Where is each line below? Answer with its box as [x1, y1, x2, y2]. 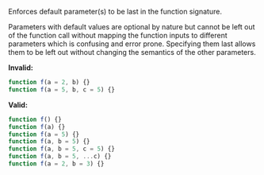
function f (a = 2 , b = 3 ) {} [8, 160, 105, 168]
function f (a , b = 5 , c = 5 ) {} [8, 145, 115, 154]
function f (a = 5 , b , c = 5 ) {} [8, 85, 115, 94]
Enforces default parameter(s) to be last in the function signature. [8, 7, 222, 16]
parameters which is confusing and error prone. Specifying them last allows [8, 39, 256, 49]
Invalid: [8, 63, 33, 72]
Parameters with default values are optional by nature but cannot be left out [8, 22, 255, 31]
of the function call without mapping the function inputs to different [8, 31, 228, 40]
